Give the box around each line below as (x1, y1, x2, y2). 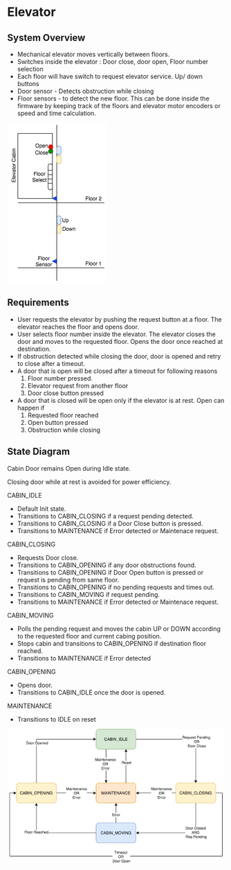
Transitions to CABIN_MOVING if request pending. (17, 590, 160, 598)
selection (17, 65, 44, 73)
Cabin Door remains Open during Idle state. (7, 464, 131, 472)
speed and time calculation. (17, 109, 97, 117)
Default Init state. (17, 504, 66, 513)
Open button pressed (27, 418, 89, 426)
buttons (17, 80, 39, 87)
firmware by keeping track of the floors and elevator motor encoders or (17, 102, 221, 110)
